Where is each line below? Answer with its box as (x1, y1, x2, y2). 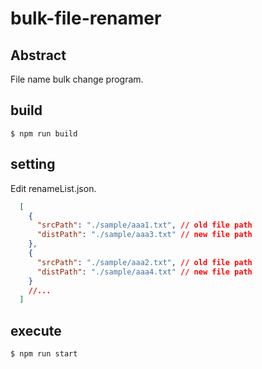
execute (10, 322, 62, 339)
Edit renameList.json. (10, 182, 97, 194)
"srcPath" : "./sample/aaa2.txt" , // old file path (36, 257, 253, 267)
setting (10, 156, 56, 173)
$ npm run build (10, 128, 78, 139)
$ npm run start (10, 349, 78, 359)
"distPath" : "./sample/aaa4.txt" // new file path (36, 267, 253, 277)
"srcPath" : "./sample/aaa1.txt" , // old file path (36, 220, 253, 231)
